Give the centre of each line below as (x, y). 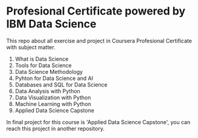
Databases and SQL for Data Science (61, 84)
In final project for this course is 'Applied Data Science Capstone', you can (98, 122)
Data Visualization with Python (53, 97)
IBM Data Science (51, 24)
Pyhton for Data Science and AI (54, 78)
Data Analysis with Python (47, 91)
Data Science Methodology (49, 71)
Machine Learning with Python (53, 103)
